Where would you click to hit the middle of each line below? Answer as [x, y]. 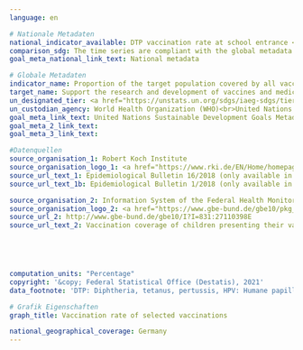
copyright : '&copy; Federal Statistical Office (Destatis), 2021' [137, 282]
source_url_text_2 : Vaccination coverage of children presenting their [147, 226]
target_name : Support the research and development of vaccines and [141, 92]
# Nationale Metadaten [52, 34]
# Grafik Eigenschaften [54, 307]
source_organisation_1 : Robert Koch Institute [98, 159]
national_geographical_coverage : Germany [88, 332]
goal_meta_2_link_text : [54, 126]
